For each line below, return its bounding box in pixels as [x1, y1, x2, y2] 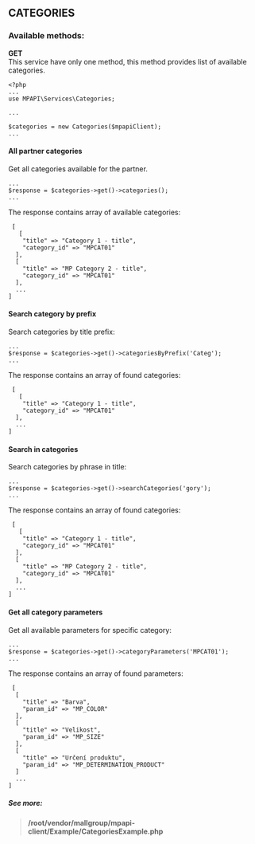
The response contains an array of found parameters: [8, 669, 184, 678]
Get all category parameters [8, 607, 103, 617]
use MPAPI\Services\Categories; [8, 95, 115, 103]
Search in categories [8, 444, 79, 453]
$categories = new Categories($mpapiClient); [8, 123, 161, 131]
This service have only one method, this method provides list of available [8, 57, 248, 66]
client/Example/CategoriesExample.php [27, 826, 164, 836]
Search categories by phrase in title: [8, 462, 127, 472]
